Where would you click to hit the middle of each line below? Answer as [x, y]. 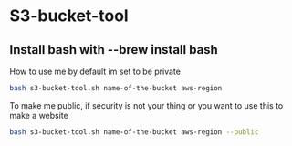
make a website [39, 115]
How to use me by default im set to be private [95, 71]
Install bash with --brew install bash [114, 50]
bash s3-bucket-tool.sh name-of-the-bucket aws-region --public [134, 132]
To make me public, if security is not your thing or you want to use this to [146, 105]
